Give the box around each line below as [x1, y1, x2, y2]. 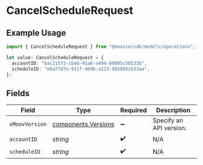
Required [120, 106, 147, 115]
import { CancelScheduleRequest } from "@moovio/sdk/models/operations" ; [6, 44, 196, 50]
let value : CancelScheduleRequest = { [6, 54, 104, 60]
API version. [152, 124, 187, 132]
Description [156, 106, 191, 115]
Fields [6, 88, 30, 99]
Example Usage [6, 28, 66, 38]
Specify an [152, 116, 183, 125]
